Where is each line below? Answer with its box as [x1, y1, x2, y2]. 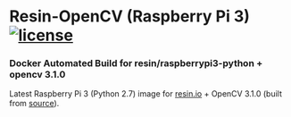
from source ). [9, 98, 60, 109]
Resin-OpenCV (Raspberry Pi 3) [9, 6, 250, 27]
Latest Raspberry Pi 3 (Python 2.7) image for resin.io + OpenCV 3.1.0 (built [9, 88, 283, 99]
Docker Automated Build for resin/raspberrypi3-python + [9, 57, 263, 70]
